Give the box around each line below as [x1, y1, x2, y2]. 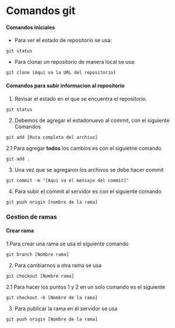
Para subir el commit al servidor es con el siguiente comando [14, 187, 162, 194]
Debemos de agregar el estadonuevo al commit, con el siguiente [14, 117, 170, 124]
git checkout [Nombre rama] [6, 273, 75, 279]
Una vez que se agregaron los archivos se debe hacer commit [14, 166, 164, 173]
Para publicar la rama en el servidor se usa [14, 305, 118, 312]
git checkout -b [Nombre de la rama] [6, 295, 98, 300]
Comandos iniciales [6, 23, 55, 30]
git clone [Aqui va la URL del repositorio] [6, 70, 116, 76]
